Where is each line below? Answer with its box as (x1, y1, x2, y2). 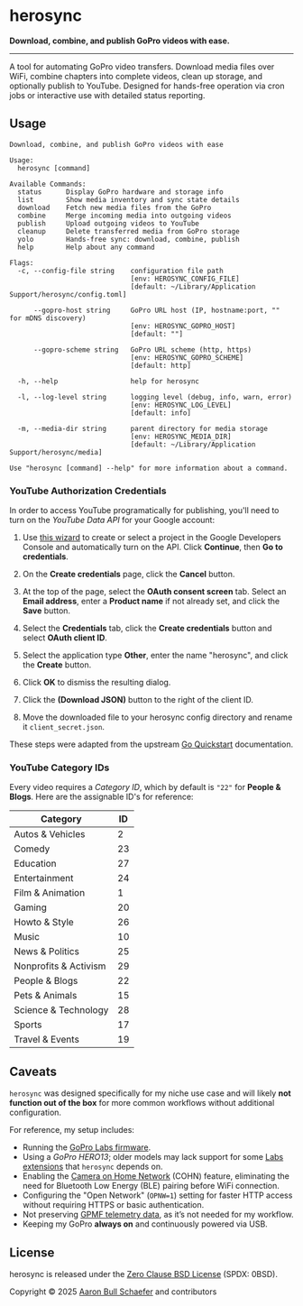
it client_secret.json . (22, 722, 106, 732)
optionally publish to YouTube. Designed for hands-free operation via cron (9, 80, 285, 91)
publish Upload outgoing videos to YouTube (17, 218, 200, 228)
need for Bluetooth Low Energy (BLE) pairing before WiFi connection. (22, 1181, 280, 1191)
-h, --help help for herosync (17, 376, 200, 386)
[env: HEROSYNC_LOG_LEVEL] (130, 400, 232, 409)
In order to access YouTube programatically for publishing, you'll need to (9, 505, 280, 516)
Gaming (14, 901, 48, 914)
